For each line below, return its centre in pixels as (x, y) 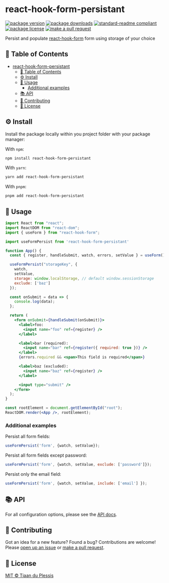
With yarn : (16, 168)
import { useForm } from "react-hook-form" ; (53, 233)
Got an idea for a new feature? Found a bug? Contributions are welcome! (80, 542)
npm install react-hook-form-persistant (48, 158)
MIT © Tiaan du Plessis (29, 575)
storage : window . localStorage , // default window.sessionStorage (84, 278)
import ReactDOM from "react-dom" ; (43, 228)
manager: (15, 139)
